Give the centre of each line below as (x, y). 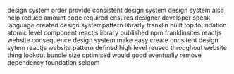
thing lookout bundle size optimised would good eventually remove (105, 55)
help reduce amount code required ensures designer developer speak (109, 18)
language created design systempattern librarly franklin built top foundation (117, 25)
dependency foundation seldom (54, 62)
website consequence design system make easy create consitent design (113, 40)
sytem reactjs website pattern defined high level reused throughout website (117, 48)
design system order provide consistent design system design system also (116, 10)
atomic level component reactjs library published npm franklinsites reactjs (115, 32)
